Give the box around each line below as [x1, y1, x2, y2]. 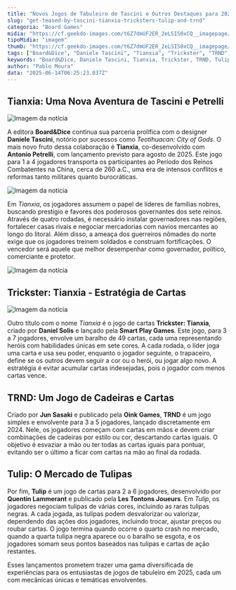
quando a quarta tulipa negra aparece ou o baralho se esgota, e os [7, 531, 201, 540]
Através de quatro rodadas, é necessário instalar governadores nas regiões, [7, 215, 227, 223]
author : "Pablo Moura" [7, 63, 74, 70]
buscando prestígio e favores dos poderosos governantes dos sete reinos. [7, 207, 223, 216]
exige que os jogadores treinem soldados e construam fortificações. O [7, 238, 211, 246]
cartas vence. [7, 371, 47, 380]
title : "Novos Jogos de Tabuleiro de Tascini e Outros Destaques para [7, 10, 218, 18]
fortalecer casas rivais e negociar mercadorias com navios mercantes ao [7, 223, 218, 231]
